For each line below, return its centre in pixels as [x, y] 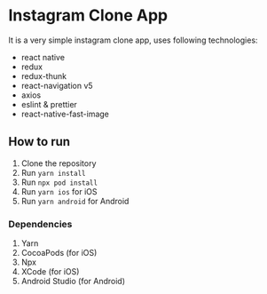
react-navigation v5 [57, 85]
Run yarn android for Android [75, 201]
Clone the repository [59, 163]
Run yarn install [53, 172]
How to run [39, 142]
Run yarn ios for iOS [59, 191]
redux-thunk [44, 75]
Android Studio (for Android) [73, 282]
